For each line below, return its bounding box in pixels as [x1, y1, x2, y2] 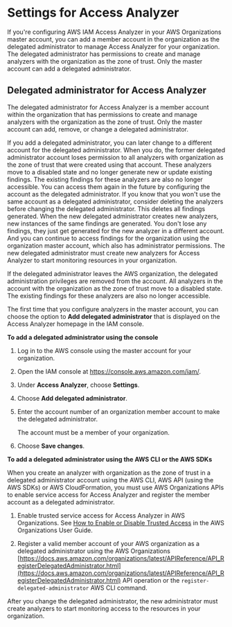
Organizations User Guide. [17, 526, 93, 534]
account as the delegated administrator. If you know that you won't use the [7, 190, 221, 198]
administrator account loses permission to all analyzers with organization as [7, 153, 224, 161]
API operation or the [122, 576, 180, 584]
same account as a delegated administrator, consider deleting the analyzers [7, 197, 224, 206]
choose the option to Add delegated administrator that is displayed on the [7, 312, 220, 320]
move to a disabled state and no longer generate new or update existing [7, 167, 213, 176]
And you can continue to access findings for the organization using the [7, 234, 210, 242]
